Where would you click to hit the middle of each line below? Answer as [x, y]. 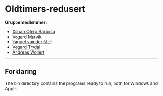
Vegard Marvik [27, 37]
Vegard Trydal [26, 47]
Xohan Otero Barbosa [34, 31]
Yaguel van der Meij [32, 41]
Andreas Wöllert [28, 52]
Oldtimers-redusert [45, 9]
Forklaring [21, 72]
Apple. [12, 88]
